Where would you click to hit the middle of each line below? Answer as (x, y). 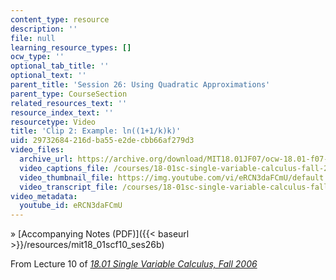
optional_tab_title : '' (60, 66)
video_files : (37, 150)
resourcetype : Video (53, 122)
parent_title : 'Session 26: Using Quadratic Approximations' (140, 85)
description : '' (44, 29)
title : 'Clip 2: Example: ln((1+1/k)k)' (96, 131)
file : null (33, 38)
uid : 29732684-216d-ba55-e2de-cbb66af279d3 (102, 141)
